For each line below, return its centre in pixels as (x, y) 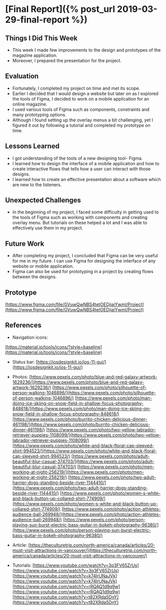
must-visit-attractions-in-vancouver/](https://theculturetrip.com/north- (85, 550)
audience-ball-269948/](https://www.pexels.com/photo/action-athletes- (86, 514)
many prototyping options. (39, 114)
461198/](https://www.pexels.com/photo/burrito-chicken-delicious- (81, 424)
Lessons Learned (32, 146)
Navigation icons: (30, 337)
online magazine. (30, 104)
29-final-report (37, 20)
